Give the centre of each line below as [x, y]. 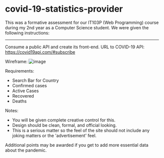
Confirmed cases [30, 85]
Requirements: [20, 71]
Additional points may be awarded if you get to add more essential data [77, 145]
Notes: [12, 110]
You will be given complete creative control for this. [64, 120]
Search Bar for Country [35, 80]
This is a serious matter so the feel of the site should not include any [81, 130]
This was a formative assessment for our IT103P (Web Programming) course [82, 22]
